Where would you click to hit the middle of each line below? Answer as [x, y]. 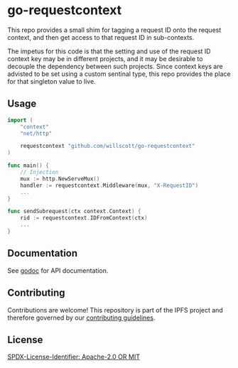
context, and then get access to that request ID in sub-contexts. [101, 37]
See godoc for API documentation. [58, 270]
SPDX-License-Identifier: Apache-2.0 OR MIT [74, 357]
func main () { [28, 166]
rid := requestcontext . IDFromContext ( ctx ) [84, 218]
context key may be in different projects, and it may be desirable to [105, 58]
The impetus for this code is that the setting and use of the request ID [109, 51]
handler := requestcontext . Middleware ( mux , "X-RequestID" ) [109, 185]
